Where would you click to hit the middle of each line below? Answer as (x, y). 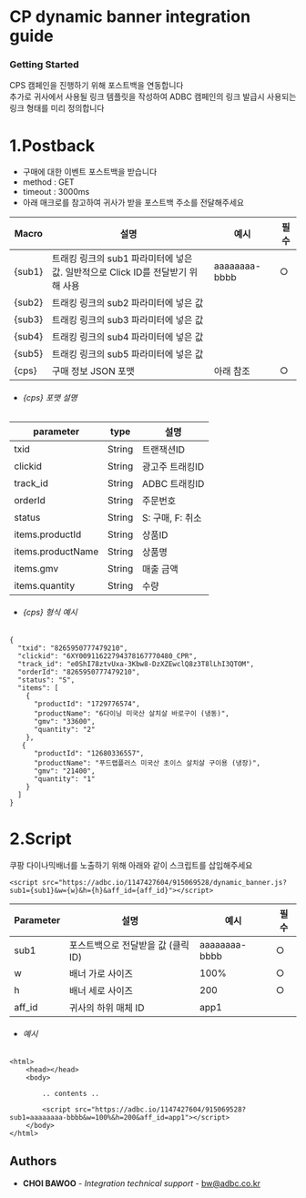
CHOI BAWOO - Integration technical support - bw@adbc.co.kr (142, 1183)
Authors (33, 1161)
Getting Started (44, 65)
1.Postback (52, 145)
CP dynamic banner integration (130, 17)
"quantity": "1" (64, 779)
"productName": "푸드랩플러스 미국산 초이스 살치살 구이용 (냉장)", (147, 763)
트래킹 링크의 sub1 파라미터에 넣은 (122, 259)
